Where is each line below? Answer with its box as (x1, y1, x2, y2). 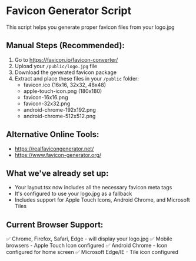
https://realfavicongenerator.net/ (14, 145, 94, 152)
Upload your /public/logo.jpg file (14, 62, 98, 69)
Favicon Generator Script (6, 4, 131, 18)
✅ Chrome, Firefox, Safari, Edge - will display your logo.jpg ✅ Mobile (6, 235, 172, 242)
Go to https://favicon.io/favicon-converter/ (14, 56, 118, 63)
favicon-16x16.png (23, 93, 68, 101)
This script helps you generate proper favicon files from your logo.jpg (6, 24, 175, 31)
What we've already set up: (6, 168, 109, 178)
